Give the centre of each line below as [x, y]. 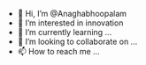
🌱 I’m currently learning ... [65, 32]
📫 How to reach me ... [58, 51]
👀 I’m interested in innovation [70, 23]
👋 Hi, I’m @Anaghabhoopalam [72, 14]
